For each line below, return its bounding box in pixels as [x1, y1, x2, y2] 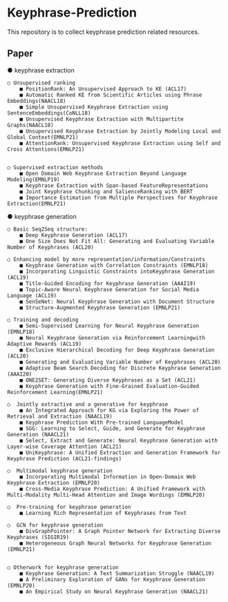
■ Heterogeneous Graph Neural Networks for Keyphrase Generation [19, 540, 212, 547]
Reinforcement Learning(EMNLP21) [7, 389, 104, 396]
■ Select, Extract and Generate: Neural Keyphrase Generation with [19, 437, 218, 444]
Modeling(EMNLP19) [7, 176, 60, 183]
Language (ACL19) [7, 292, 57, 299]
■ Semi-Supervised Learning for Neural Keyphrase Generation [19, 322, 199, 329]
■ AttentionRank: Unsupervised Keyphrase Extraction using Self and [19, 139, 221, 146]
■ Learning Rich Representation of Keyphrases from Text [19, 509, 187, 516]
